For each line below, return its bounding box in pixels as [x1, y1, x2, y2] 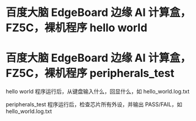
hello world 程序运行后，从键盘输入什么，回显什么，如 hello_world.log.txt [5, 88, 190, 95]
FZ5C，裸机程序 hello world [5, 21, 148, 35]
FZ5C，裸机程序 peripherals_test [5, 67, 175, 80]
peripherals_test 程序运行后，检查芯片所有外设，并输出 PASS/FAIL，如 [5, 101, 183, 108]
